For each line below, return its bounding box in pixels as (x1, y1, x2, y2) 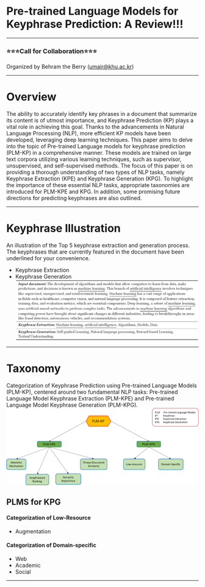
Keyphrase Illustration (6, 221, 121, 235)
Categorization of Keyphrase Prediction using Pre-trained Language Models (6, 382, 197, 390)
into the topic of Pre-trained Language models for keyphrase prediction (6, 143, 186, 150)
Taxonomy (6, 361, 61, 375)
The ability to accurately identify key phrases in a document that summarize (6, 110, 197, 118)
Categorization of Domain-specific (6, 541, 96, 549)
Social (15, 568, 31, 575)
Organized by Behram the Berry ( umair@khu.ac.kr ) (6, 63, 134, 71)
